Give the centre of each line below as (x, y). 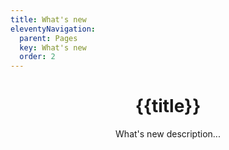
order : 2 (37, 57)
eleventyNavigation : (53, 29)
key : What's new (53, 47)
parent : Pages (48, 38)
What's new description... (168, 134)
